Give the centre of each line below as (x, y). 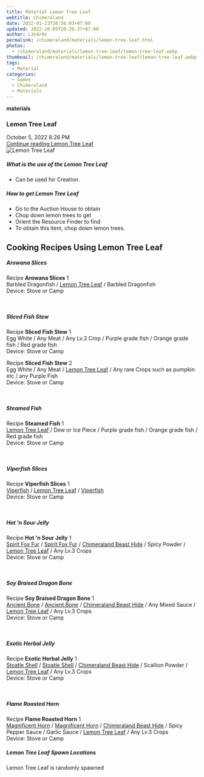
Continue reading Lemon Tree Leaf (50, 144)
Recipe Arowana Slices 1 (38, 278)
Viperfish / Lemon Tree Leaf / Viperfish (55, 491)
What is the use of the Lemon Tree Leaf (57, 164)
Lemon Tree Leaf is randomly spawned (55, 768)
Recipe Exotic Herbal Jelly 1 (42, 659)
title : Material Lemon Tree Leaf (49, 12)
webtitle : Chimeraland (35, 18)
